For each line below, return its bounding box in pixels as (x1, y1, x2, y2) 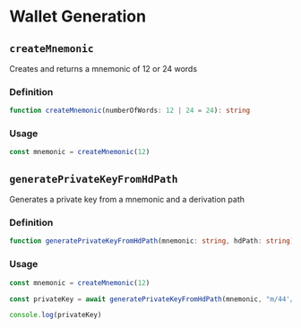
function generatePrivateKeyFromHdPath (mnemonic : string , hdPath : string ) (9, 237, 295, 246)
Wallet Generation (9, 6, 146, 27)
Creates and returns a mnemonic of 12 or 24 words (9, 64, 198, 73)
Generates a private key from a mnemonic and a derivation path (9, 194, 245, 205)
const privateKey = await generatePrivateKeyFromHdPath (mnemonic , (9, 294, 262, 304)
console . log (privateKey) (9, 311, 102, 320)
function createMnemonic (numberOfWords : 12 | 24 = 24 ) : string (9, 106, 251, 116)
